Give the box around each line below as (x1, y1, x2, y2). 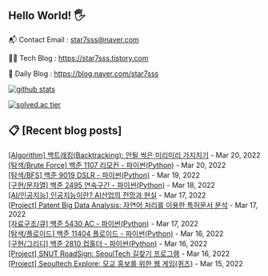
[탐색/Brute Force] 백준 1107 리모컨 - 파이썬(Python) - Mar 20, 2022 (8, 160, 226, 170)
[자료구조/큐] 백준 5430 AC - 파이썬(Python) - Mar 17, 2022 (8, 218, 198, 228)
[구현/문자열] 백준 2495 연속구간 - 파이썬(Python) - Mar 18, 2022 (8, 180, 216, 190)
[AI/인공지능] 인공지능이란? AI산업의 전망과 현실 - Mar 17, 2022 (8, 190, 206, 200)
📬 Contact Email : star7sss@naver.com (8, 34, 140, 44)
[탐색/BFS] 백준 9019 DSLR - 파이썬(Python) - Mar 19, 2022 (8, 170, 201, 180)
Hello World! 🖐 (8, 9, 86, 22)
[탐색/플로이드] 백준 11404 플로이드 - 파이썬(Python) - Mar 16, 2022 (8, 229, 224, 238)
